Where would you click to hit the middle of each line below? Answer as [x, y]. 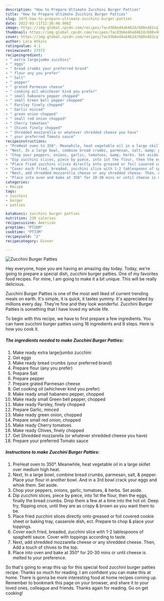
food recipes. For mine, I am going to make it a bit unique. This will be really [81, 279]
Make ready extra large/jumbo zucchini [52, 353]
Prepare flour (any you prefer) [43, 368]
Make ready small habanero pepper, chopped [58, 394]
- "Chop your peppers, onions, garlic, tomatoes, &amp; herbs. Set [75, 155]
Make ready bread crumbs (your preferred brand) [62, 363]
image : [12, 28]
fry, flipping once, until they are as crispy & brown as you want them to [83, 506]
